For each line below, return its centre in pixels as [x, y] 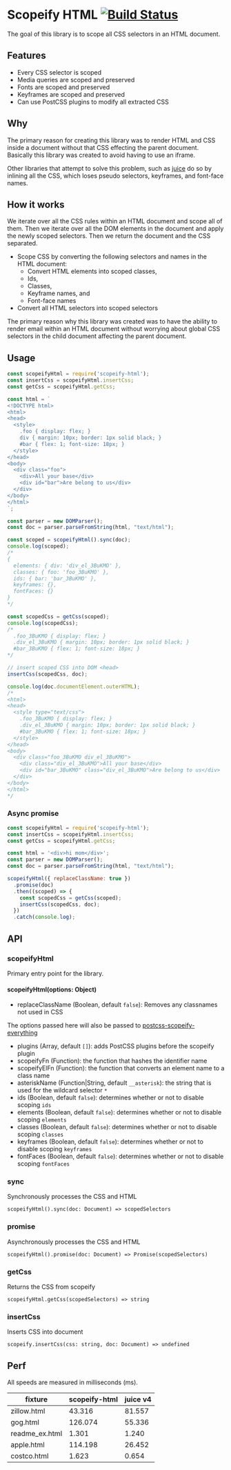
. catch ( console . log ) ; [44, 917]
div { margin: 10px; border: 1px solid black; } [91, 438]
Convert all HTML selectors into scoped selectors [88, 308]
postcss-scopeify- [169, 1025]
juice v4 [138, 1399]
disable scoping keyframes [54, 1149]
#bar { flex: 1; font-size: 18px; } [72, 444]
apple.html [28, 1445]
